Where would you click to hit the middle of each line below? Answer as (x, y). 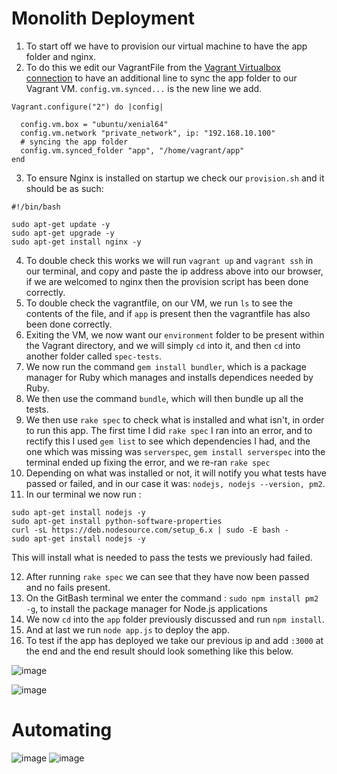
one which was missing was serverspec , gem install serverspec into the (175, 451)
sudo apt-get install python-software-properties (117, 521)
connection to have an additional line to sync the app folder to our (161, 78)
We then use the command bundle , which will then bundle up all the (164, 398)
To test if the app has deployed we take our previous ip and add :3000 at (174, 640)
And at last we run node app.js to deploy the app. (127, 629)
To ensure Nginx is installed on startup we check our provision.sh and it (175, 178)
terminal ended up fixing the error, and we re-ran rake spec (148, 462)
